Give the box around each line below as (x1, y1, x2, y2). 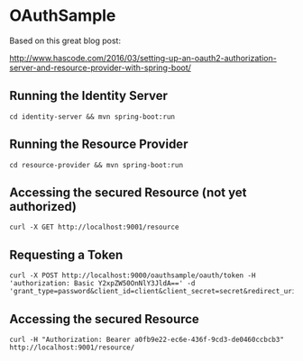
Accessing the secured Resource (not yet (9, 185, 247, 200)
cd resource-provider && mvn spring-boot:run (9, 160, 183, 169)
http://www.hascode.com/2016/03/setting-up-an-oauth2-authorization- (9, 52, 277, 63)
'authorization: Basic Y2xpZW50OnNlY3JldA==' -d (9, 279, 196, 288)
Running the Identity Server (9, 88, 169, 104)
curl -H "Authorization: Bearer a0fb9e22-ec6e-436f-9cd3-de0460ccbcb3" (9, 335, 284, 344)
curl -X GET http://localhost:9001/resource (9, 222, 179, 232)
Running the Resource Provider (9, 137, 188, 152)
